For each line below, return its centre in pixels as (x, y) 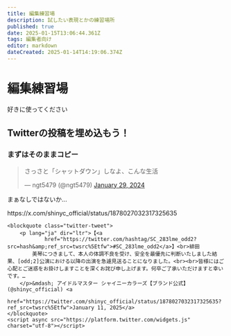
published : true (31, 26)
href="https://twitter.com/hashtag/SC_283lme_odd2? (120, 239)
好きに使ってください (37, 109)
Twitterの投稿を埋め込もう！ (68, 133)
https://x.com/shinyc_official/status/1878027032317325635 (92, 213)
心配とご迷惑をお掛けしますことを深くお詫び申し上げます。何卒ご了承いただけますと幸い (115, 268)
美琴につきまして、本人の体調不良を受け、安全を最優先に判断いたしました (122, 254)
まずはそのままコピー (43, 154)
